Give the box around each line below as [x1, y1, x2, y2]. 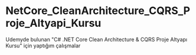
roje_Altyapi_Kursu [5, 16, 102, 30]
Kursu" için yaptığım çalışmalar [5, 42, 81, 49]
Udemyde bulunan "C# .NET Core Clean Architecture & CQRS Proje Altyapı [5, 36, 187, 43]
